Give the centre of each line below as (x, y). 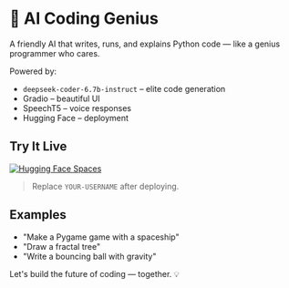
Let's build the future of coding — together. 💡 (95, 273)
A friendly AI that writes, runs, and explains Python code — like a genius (145, 44)
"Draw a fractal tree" (62, 246)
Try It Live (38, 146)
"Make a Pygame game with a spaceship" (101, 237)
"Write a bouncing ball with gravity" (89, 256)
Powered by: (33, 71)
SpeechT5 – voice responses (77, 108)
